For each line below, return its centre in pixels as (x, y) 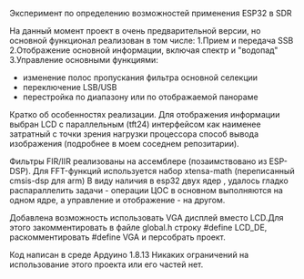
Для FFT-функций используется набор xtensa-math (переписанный (164, 171)
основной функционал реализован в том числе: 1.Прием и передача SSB (152, 41)
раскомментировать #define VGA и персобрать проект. (117, 237)
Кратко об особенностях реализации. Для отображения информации (145, 114)
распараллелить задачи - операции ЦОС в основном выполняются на (147, 190)
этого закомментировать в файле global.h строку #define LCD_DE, (138, 227)
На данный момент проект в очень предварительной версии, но (135, 31)
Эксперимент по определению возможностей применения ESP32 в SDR (151, 13)
